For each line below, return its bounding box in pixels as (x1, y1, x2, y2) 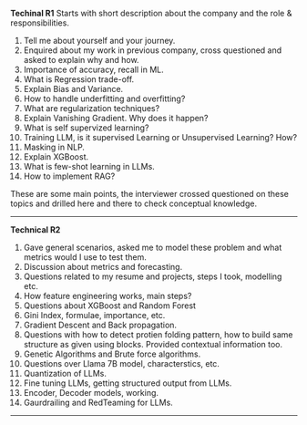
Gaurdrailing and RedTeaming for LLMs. (23, 397, 174, 408)
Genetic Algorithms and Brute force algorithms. (23, 348, 201, 359)
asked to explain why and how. (23, 55, 139, 65)
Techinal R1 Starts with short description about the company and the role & (10, 8, 292, 18)
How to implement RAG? (23, 171, 116, 181)
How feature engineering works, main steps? (23, 291, 192, 301)
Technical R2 (10, 224, 61, 235)
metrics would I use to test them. (23, 252, 147, 263)
